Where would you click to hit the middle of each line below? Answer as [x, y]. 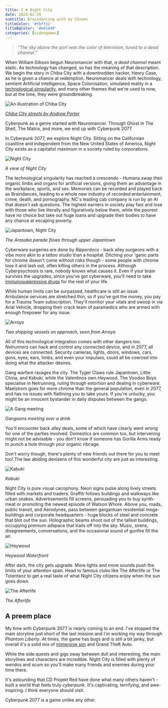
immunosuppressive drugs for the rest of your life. [57, 281]
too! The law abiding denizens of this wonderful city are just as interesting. [82, 459]
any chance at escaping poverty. [39, 220]
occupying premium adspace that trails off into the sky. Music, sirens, [77, 525]
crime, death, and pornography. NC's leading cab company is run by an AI [82, 199]
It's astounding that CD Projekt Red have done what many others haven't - [82, 679]
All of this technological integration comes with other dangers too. [73, 341]
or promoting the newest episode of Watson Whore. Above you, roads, [89, 504]
